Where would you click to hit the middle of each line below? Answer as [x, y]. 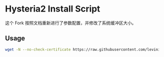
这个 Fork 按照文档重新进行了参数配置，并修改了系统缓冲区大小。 [71, 23]
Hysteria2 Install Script [53, 9]
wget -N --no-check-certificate [38, 49]
